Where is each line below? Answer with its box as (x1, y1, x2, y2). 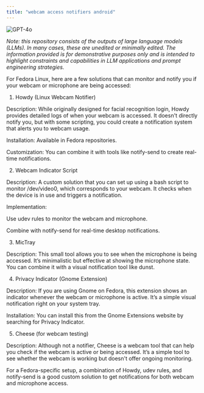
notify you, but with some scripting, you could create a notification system (6, 118, 193, 126)
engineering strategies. (6, 63, 65, 71)
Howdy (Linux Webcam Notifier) (15, 93, 96, 101)
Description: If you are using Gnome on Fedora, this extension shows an (6, 287, 187, 294)
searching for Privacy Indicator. (6, 318, 85, 325)
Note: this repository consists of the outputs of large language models (6, 37, 183, 44)
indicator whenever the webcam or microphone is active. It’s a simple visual (6, 293, 196, 300)
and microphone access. (6, 379, 69, 387)
